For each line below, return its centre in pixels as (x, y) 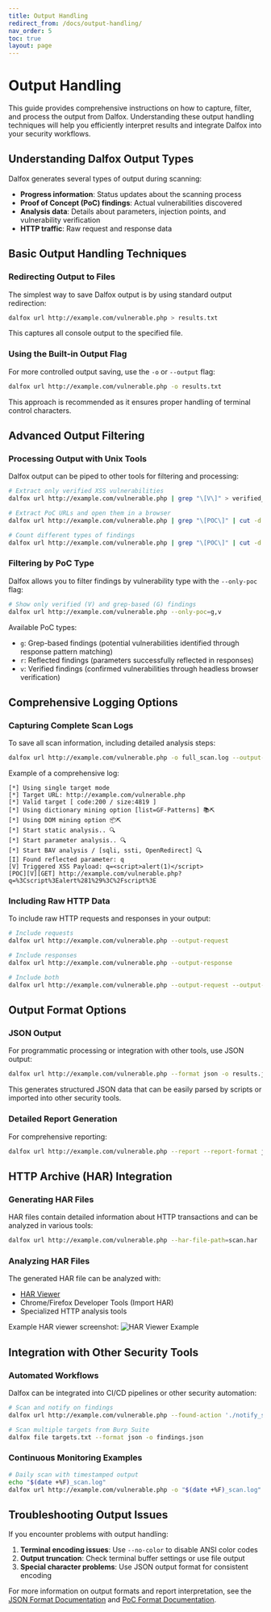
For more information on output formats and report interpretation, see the (130, 1591)
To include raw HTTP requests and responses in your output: (110, 919)
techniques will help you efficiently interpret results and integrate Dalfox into (135, 125)
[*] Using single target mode (59, 788)
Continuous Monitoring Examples (75, 1458)
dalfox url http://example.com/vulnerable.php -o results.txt (115, 386)
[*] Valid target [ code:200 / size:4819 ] (83, 802)
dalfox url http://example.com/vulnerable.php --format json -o (119, 1074)
